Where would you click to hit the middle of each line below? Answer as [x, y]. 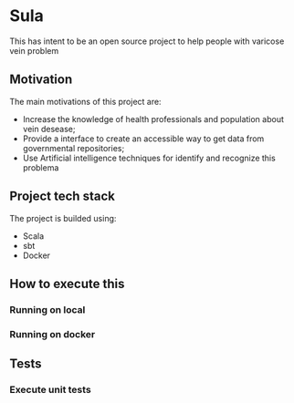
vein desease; [49, 129]
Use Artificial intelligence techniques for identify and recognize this [149, 158]
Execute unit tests [50, 390]
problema [41, 167]
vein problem [34, 50]
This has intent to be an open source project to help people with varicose [147, 41]
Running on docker [52, 334]
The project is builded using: [63, 218]
